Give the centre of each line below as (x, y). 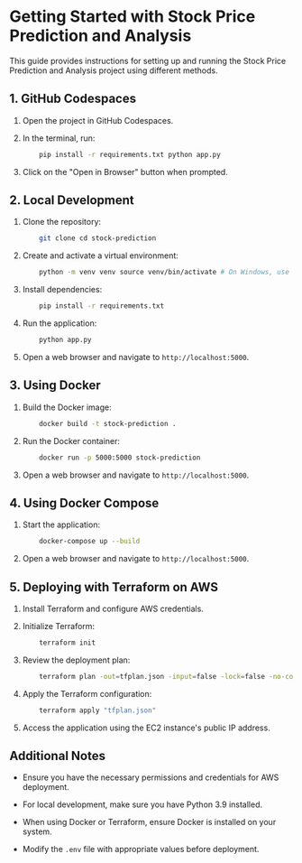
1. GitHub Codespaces (73, 99)
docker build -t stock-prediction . (108, 423)
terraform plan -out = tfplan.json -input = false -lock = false (152, 676)
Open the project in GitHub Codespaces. (98, 120)
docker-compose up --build (90, 542)
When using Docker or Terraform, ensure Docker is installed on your (149, 822)
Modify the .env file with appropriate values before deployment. (141, 849)
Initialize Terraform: (59, 626)
